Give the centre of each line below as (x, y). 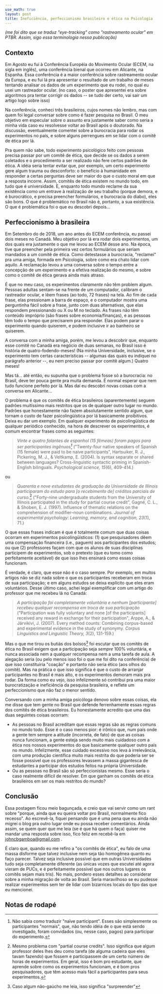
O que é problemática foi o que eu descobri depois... (58, 207)
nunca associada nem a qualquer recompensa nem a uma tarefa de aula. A (80, 654)
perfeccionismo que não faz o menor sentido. (50, 690)
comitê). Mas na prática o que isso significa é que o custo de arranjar (74, 669)
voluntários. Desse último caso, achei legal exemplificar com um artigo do (79, 588)
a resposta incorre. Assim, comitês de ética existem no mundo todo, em (77, 181)
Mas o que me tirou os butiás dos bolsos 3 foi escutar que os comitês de (77, 643)
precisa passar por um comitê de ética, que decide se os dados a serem (77, 155)
